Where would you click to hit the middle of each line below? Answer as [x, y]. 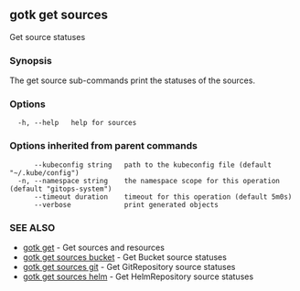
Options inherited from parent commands [104, 146]
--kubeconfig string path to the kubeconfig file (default [153, 165]
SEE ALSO [32, 227]
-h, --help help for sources [77, 123]
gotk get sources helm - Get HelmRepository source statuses [138, 276]
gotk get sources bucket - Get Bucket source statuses [124, 257]
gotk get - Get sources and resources [93, 247]
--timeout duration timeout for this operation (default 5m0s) [163, 197]
